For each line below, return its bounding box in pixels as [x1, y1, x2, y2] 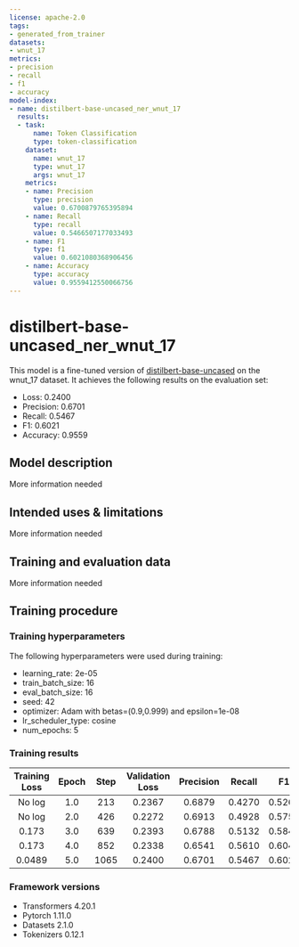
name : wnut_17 [32, 153, 86, 163]
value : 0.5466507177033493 [32, 228, 133, 237]
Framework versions [9, 880, 101, 893]
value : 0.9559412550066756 [32, 278, 133, 287]
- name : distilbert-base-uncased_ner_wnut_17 [9, 104, 181, 113]
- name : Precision [25, 187, 93, 196]
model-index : [9, 95, 58, 105]
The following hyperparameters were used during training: [9, 650, 223, 661]
